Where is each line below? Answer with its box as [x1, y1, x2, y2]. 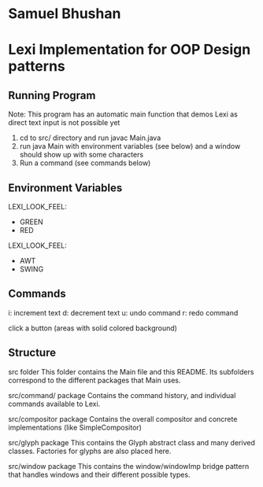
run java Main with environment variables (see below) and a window [19, 142, 241, 151]
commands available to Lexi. [8, 399, 101, 408]
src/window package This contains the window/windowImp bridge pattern [8, 461, 250, 470]
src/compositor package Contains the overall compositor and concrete [8, 414, 238, 423]
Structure [8, 346, 57, 360]
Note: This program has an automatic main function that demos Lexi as [8, 109, 238, 119]
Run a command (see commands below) [19, 158, 151, 168]
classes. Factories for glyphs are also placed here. [8, 446, 172, 456]
